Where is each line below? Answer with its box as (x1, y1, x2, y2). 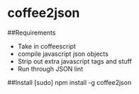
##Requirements (7, 28, 56, 37)
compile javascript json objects (17, 49, 109, 58)
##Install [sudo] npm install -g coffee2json (7, 78, 132, 86)
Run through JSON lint (17, 64, 84, 73)
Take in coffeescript (17, 42, 77, 50)
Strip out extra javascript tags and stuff (17, 57, 133, 65)
